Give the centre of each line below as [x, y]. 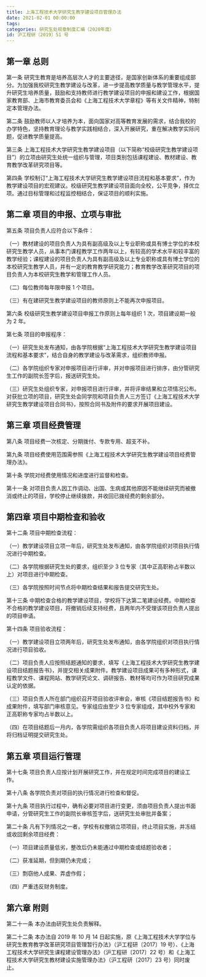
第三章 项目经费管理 [44, 426]
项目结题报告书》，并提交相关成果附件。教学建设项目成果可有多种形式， [101, 670]
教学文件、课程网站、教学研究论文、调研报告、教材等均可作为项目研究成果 [105, 678]
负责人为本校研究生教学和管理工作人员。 [63, 274]
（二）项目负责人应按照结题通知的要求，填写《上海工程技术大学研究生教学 [100, 663]
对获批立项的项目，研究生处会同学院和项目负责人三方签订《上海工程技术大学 [103, 396]
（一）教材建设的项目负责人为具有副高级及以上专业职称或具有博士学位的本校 [103, 243]
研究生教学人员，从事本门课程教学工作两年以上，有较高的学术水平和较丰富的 [103, 251]
